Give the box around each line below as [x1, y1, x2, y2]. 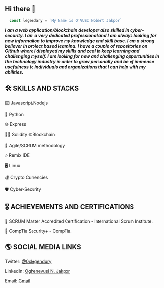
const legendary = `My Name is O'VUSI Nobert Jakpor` [9, 18, 122, 23]
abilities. [5, 69, 24, 75]
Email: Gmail [5, 278, 31, 284]
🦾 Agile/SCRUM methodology [5, 143, 65, 148]
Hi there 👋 [5, 5, 36, 13]
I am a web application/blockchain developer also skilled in [5, 27, 130, 33]
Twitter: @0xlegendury [5, 258, 52, 265]
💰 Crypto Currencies [5, 174, 48, 180]
